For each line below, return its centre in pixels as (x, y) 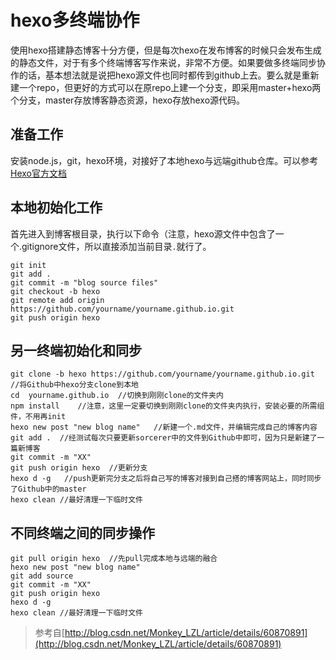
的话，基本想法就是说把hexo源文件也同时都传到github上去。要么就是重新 (169, 75)
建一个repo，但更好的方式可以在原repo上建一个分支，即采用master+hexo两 (166, 87)
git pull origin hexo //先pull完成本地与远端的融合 (114, 559)
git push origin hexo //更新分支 (79, 468)
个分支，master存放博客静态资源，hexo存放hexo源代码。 (128, 100)
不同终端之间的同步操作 (82, 532)
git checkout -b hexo (55, 291)
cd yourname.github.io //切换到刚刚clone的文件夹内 (117, 396)
